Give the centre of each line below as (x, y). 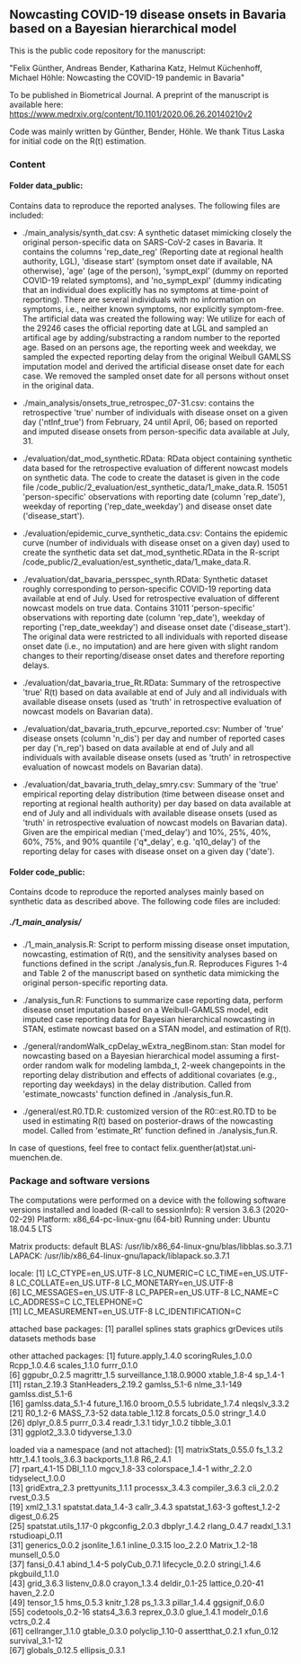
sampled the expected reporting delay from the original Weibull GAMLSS (157, 356)
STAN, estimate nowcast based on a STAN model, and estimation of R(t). (157, 1029)
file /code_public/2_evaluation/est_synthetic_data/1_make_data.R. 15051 (155, 487)
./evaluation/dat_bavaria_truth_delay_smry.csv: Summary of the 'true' (150, 784)
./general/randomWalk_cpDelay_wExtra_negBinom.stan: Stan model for (154, 1046)
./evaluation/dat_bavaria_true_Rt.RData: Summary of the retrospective (151, 682)
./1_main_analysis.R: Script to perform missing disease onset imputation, (156, 945)
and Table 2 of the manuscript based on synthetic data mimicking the (151, 974)
